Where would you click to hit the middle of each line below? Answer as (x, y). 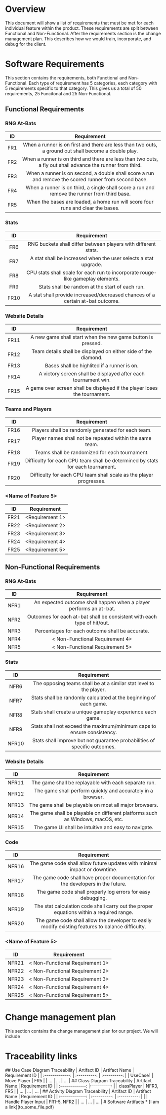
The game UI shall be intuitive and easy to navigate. (94, 828)
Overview (25, 9)
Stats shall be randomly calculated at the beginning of (94, 697)
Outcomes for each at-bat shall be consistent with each (92, 617)
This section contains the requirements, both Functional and (66, 77)
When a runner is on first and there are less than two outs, (90, 144)
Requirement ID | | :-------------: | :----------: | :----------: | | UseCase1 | (79, 1075)
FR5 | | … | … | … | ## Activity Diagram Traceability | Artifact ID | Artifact (78, 1091)
